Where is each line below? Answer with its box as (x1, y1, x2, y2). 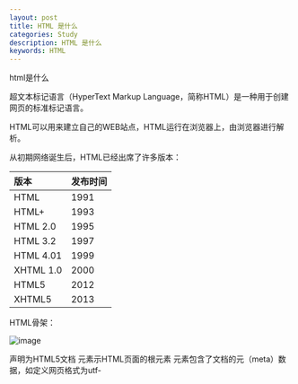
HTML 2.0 (13, 221, 57, 233)
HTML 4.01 (13, 249, 63, 262)
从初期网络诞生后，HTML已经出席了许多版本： (9, 152, 182, 162)
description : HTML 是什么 (9, 38, 102, 48)
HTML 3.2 (13, 235, 57, 248)
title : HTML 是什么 (9, 22, 78, 31)
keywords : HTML (9, 47, 66, 56)
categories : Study (9, 30, 78, 39)
